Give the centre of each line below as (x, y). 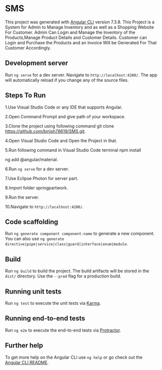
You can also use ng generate (35, 239)
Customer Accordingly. (28, 48)
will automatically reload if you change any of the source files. (67, 80)
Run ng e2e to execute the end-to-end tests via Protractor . (63, 330)
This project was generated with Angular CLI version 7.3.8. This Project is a (80, 22)
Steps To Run (25, 95)
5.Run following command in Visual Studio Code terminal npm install (73, 150)
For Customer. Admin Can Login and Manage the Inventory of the (70, 32)
